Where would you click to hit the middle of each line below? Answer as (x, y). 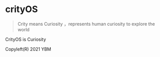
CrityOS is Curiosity (26, 39)
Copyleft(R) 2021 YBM (28, 49)
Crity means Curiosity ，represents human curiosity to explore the (86, 24)
